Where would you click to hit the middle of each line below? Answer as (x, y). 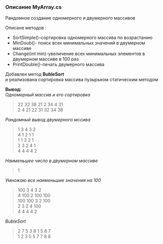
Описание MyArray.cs (34, 7)
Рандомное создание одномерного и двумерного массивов (70, 18)
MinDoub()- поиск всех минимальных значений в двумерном (79, 43)
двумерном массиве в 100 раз (46, 59)
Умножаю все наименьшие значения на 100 (53, 180)
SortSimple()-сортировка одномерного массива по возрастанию (83, 38)
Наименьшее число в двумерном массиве (52, 161)
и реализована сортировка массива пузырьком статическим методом (82, 80)
